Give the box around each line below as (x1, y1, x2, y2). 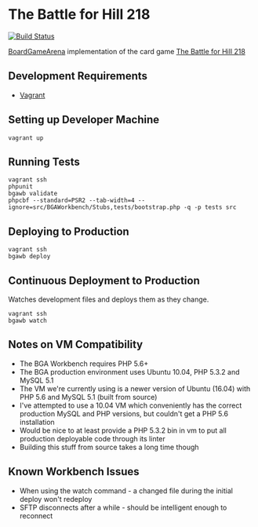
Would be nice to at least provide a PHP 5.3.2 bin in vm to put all (19, 426, 227, 435)
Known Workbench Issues (8, 465, 140, 478)
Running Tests (8, 155, 80, 168)
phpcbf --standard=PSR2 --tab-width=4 (8, 196, 135, 205)
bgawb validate (8, 190, 58, 198)
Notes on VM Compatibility (8, 338, 144, 351)
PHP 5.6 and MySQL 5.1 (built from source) (19, 392, 158, 401)
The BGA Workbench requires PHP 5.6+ (19, 359, 149, 368)
